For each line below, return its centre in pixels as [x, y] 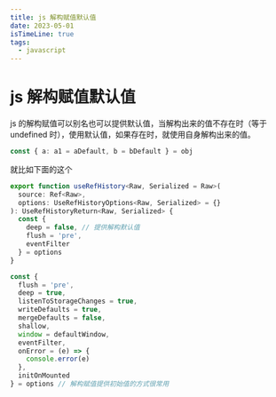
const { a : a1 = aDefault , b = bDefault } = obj [102, 152]
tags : [20, 42]
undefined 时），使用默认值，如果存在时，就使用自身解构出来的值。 [133, 135]
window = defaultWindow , [64, 334]
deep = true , [42, 293]
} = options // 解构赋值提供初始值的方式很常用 [90, 384]
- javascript [42, 51]
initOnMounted [44, 376]
